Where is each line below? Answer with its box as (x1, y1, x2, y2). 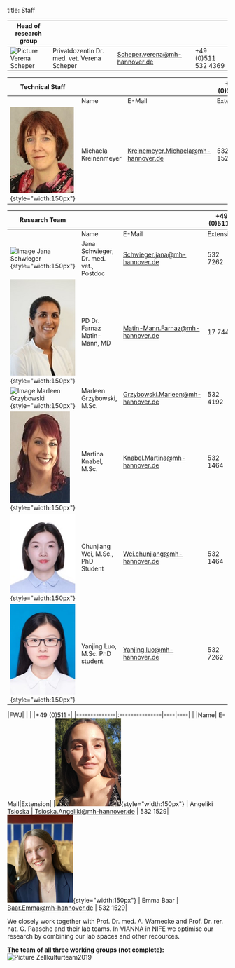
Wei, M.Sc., (81, 550, 114, 558)
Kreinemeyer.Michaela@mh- (127, 146, 211, 155)
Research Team (20, 215, 66, 224)
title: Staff (7, 6, 36, 14)
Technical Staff (20, 83, 66, 91)
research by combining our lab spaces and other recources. (7, 932, 180, 941)
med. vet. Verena (52, 54, 101, 62)
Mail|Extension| (7, 800, 52, 808)
